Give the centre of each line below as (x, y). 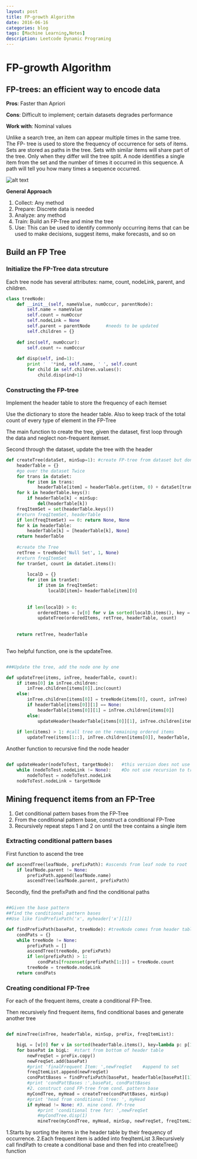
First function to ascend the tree (45, 854)
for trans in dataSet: (44, 476)
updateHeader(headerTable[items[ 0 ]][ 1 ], (87, 721)
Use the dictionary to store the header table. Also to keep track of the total (96, 414)
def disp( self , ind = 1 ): (46, 359)
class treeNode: (26, 299)
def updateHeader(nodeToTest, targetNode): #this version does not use (98, 765)
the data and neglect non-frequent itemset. (58, 438)
